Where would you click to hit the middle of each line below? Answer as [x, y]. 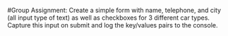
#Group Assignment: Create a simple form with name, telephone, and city [114, 10]
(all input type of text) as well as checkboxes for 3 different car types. [109, 18]
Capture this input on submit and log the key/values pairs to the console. [113, 25]
